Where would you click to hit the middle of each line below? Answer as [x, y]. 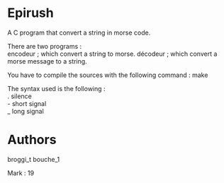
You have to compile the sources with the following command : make [108, 75]
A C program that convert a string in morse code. [79, 33]
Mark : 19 [21, 173]
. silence [19, 96]
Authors [32, 140]
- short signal [27, 103]
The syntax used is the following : [56, 88]
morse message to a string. [47, 61]
